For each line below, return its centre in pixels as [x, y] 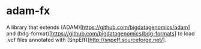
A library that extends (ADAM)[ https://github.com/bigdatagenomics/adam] [98, 27]
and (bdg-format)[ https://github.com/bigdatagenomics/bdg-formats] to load [100, 33]
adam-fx [28, 11]
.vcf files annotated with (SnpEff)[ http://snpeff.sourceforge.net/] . [86, 40]
